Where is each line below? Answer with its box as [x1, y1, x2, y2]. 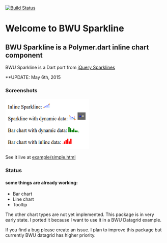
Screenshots [5, 87, 38, 94]
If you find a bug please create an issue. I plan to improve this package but [5, 227, 162, 233]
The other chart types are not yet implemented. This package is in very [5, 211, 154, 218]
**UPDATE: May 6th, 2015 [5, 74, 61, 80]
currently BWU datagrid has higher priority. [5, 232, 96, 238]
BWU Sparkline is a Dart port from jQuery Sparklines [5, 64, 116, 70]
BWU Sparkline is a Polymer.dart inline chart [5, 43, 149, 51]
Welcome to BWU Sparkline [5, 23, 124, 34]
